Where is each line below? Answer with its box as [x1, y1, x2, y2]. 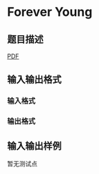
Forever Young [7, 4, 93, 20]
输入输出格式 [7, 74, 62, 86]
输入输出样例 [7, 139, 62, 152]
